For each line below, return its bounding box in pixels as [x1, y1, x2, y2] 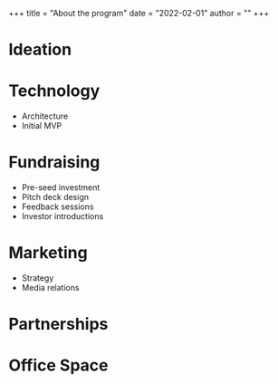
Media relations [21, 283, 80, 293]
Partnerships [8, 314, 109, 334]
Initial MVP [21, 120, 62, 131]
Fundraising [8, 152, 101, 173]
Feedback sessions [21, 201, 94, 212]
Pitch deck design [21, 192, 90, 203]
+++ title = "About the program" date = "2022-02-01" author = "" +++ [8, 8, 270, 18]
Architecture [21, 110, 69, 121]
